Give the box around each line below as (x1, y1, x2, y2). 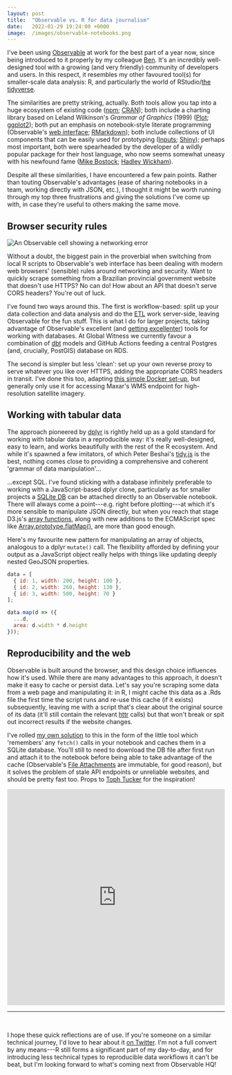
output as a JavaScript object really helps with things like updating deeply (7, 550, 217, 558)
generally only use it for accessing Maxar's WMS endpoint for (7, 382, 183, 390)
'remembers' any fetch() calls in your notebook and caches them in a (7, 738, 206, 746)
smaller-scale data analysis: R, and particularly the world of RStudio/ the (7, 78, 211, 87)
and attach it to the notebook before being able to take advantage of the (7, 752, 213, 761)
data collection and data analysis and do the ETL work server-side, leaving (7, 309, 220, 318)
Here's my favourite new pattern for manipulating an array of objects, (7, 535, 204, 543)
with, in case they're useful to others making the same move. (7, 200, 181, 208)
